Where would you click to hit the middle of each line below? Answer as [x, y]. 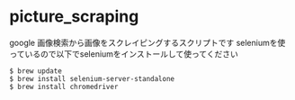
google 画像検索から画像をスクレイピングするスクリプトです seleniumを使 [147, 42]
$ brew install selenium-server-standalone [92, 78]
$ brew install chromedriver [64, 86]
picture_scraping [74, 17]
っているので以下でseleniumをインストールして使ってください [124, 54]
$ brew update [36, 71]
